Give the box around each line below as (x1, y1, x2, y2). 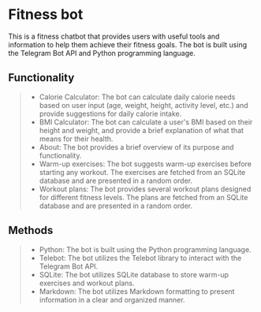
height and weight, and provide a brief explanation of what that (39, 125, 244, 135)
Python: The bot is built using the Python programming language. (39, 244, 252, 254)
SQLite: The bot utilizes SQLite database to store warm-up (39, 269, 229, 279)
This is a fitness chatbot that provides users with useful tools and (8, 32, 220, 41)
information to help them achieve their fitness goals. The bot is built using (8, 39, 248, 49)
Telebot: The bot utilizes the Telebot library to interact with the (39, 253, 242, 262)
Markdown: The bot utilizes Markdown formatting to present (39, 286, 235, 296)
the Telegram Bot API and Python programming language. (8, 48, 196, 58)
